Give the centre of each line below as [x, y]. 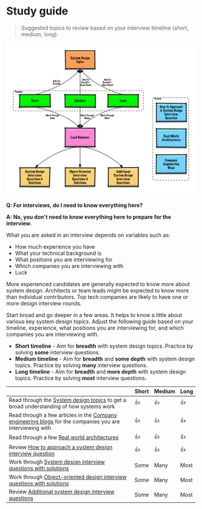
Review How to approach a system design [61, 447]
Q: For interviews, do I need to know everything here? [75, 205]
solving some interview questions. [57, 352]
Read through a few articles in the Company [63, 415]
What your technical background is [58, 253]
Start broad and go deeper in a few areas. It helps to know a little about [94, 315]
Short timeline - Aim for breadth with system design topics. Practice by [104, 346]
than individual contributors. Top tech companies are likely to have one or [97, 296]
